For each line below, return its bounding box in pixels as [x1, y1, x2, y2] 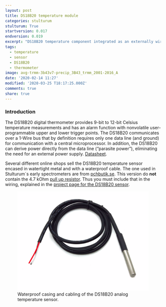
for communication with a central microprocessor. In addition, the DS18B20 [5, 140, 158, 146]
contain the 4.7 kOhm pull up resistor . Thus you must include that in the [5, 176, 151, 182]
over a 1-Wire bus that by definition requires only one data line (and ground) [5, 135, 160, 141]
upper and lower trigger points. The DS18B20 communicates [36, 130, 160, 136]
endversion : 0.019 [5, 34, 43, 39]
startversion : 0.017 [5, 29, 48, 34]
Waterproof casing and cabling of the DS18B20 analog [17, 291, 128, 297]
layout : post [5, 8, 32, 13]
